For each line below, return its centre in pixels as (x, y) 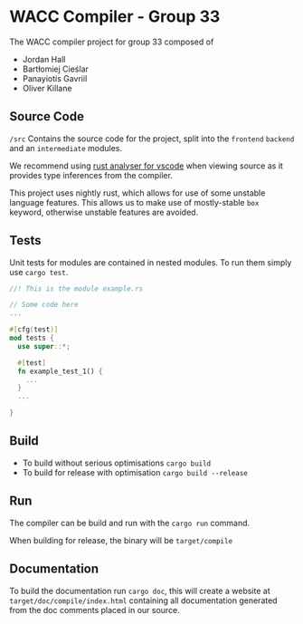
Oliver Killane (47, 88)
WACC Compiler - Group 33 (115, 17)
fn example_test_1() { (60, 371)
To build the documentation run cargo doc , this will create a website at (140, 590)
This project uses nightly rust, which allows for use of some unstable (137, 193)
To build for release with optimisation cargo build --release (135, 472)
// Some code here (44, 305)
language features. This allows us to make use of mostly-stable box (134, 202)
